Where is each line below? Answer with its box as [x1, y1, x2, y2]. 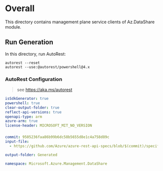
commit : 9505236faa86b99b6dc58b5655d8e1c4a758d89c [5, 135, 110, 140]
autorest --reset [5, 60, 40, 65]
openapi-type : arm [5, 114, 42, 119]
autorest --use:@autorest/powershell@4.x [5, 64, 90, 69]
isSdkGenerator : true [5, 96, 49, 101]
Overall [5, 3, 35, 14]
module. [5, 24, 22, 30]
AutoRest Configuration [5, 76, 63, 82]
